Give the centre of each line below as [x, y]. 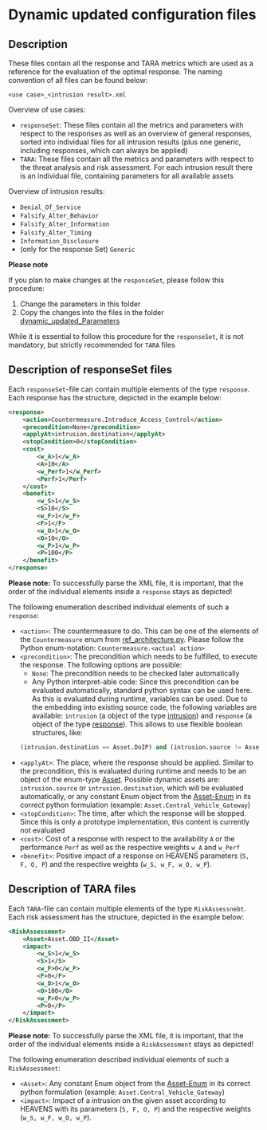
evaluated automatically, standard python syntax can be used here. [142, 691]
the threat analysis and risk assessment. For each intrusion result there [136, 167]
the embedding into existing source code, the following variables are [144, 707]
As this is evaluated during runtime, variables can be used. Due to [140, 699]
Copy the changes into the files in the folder [92, 312]
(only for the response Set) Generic [77, 249]
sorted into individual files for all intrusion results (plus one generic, [130, 142]
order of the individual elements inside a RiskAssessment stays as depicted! [131, 1044]
